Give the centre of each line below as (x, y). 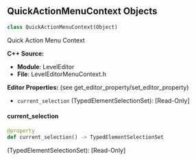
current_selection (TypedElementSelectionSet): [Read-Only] (103, 100)
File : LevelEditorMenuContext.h (61, 74)
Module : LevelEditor (46, 66)
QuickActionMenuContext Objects (82, 11)
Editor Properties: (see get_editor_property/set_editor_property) (98, 87)
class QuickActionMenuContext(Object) (62, 27)
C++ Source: (26, 53)
